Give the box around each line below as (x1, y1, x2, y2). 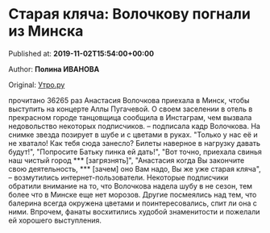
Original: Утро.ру (8, 80, 65, 89)
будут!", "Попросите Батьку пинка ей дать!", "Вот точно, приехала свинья (8, 147, 262, 156)
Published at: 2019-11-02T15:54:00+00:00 (8, 48, 155, 58)
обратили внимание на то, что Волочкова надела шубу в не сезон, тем (8, 181, 252, 190)
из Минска (8, 22, 84, 40)
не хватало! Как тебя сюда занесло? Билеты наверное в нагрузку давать (8, 138, 260, 148)
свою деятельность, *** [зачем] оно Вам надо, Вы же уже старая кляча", (8, 164, 262, 173)
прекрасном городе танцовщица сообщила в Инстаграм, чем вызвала (8, 112, 252, 122)
